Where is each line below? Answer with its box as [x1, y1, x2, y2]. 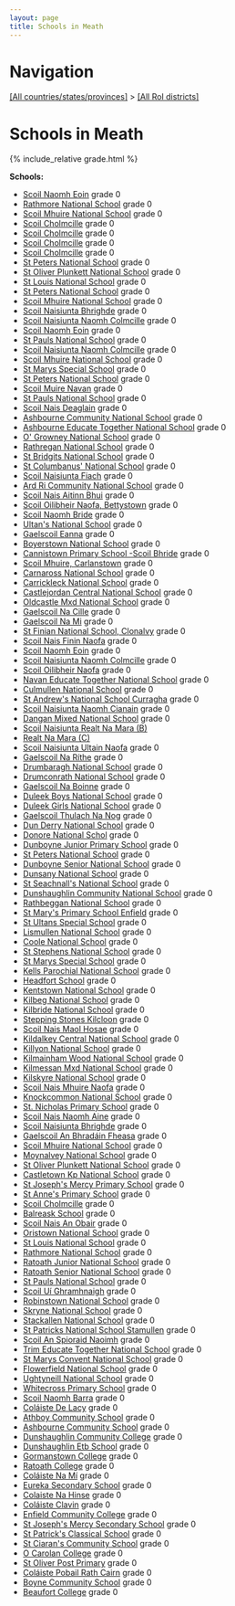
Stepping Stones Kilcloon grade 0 [22, 1014, 149, 1025]
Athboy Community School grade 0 [22, 1412, 155, 1423]
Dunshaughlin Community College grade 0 [22, 1432, 183, 1442]
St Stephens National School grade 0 [22, 946, 162, 957]
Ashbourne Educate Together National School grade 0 [22, 422, 227, 433]
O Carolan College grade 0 [22, 1548, 123, 1558]
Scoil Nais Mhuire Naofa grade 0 [22, 1082, 146, 1093]
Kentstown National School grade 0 [22, 985, 157, 996]
